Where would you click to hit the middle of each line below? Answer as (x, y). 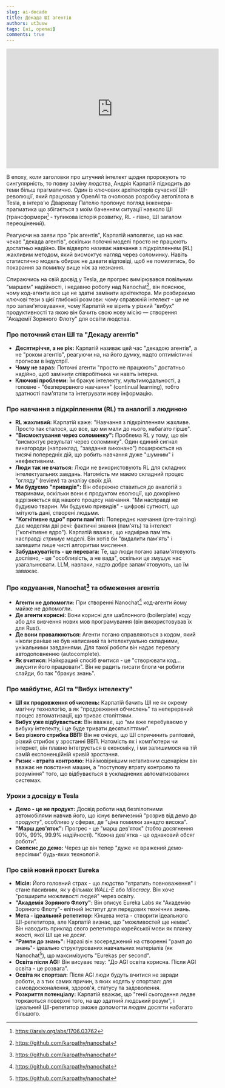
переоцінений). (26, 223)
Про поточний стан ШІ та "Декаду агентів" (72, 335)
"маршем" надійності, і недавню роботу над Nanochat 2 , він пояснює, (96, 286)
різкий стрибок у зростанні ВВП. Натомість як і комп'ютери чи (96, 741)
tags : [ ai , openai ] (31, 29)
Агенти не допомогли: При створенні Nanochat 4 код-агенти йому (101, 602)
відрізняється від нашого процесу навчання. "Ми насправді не (96, 500)
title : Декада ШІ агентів (39, 18)
